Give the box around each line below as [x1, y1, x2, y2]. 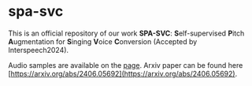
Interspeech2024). [8, 45, 69, 54]
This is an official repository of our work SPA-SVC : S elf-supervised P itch [8, 28, 245, 38]
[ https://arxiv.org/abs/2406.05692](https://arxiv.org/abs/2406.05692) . [8, 69, 238, 78]
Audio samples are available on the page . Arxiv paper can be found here [8, 60, 243, 69]
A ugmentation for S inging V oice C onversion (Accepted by [8, 36, 198, 46]
